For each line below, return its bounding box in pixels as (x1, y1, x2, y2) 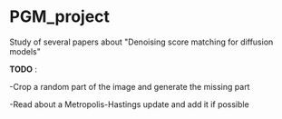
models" (9, 45, 41, 56)
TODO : (9, 64, 38, 74)
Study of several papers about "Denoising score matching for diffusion (9, 36, 274, 47)
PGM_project (9, 6, 111, 27)
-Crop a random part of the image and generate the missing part (9, 81, 250, 92)
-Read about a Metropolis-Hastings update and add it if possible (9, 98, 249, 110)
